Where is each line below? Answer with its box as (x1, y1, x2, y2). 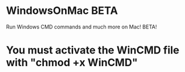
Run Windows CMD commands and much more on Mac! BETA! (6, 23, 157, 30)
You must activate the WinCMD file (6, 44, 180, 57)
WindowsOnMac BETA (6, 4, 118, 17)
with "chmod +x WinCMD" (6, 56, 138, 69)
